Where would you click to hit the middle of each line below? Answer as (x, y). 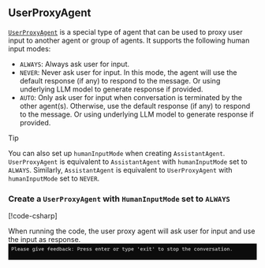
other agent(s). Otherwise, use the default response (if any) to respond (135, 106)
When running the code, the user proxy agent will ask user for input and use (132, 231)
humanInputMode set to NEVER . (54, 178)
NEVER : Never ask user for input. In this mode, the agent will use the (128, 72)
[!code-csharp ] (33, 216)
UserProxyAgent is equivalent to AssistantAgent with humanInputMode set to (128, 162)
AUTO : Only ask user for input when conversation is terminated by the (131, 97)
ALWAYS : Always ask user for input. (75, 64)
